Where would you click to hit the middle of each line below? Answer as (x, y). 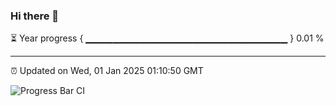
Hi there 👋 (35, 16)
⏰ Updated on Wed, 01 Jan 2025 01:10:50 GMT (107, 71)
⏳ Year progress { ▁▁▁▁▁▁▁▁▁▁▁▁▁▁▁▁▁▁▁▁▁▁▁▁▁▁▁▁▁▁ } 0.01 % (167, 38)
